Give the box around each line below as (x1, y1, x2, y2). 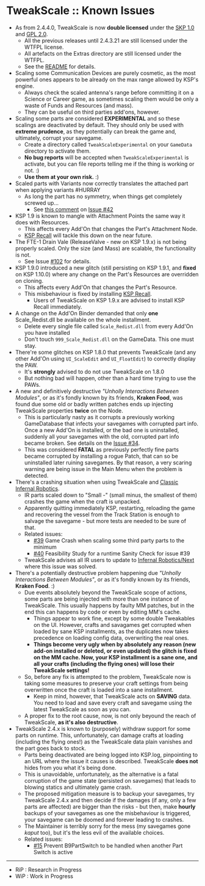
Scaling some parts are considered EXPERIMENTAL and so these (15, 114, 180, 122)
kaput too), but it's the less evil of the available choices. (24, 829, 165, 836)
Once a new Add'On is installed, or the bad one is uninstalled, (24, 426, 179, 434)
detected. (24, 472, 49, 479)
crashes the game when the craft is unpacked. (24, 497, 142, 505)
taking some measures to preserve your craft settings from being (24, 679, 188, 687)
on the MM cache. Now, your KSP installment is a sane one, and (33, 653, 198, 661)
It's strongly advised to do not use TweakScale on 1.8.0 (24, 368, 165, 375)
